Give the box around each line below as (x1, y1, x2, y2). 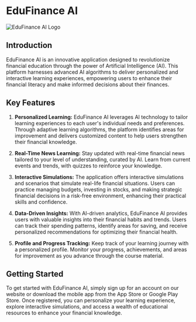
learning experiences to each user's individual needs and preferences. (14, 119, 185, 126)
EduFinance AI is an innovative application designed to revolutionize (6, 56, 170, 63)
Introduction (6, 40, 53, 50)
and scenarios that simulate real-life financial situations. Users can (14, 180, 176, 187)
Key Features (6, 98, 56, 108)
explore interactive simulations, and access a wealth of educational (6, 303, 168, 310)
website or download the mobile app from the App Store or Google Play (6, 291, 178, 298)
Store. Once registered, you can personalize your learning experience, (6, 297, 176, 304)
